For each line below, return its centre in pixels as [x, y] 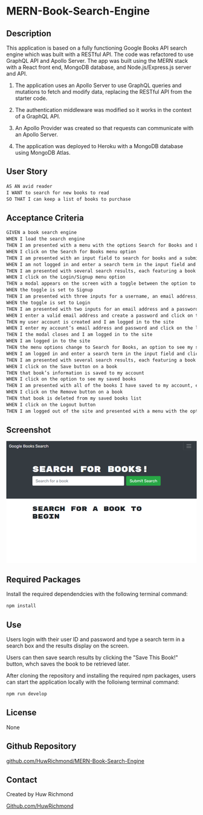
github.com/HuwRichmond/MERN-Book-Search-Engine [76, 761]
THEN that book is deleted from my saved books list [74, 398]
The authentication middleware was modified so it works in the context [103, 110]
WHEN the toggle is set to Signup [50, 290]
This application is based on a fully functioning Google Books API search [97, 48]
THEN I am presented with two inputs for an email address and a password [102, 309]
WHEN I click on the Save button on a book [62, 366]
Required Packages [43, 580]
